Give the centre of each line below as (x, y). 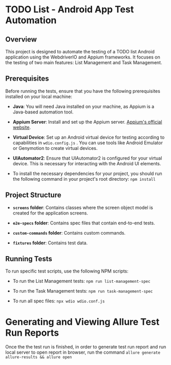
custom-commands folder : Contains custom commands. (69, 233)
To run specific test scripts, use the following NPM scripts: (67, 271)
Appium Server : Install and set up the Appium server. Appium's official (87, 122)
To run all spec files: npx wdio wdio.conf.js (59, 301)
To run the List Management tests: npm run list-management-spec (81, 281)
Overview (21, 39)
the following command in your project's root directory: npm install (84, 179)
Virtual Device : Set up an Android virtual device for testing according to (89, 137)
